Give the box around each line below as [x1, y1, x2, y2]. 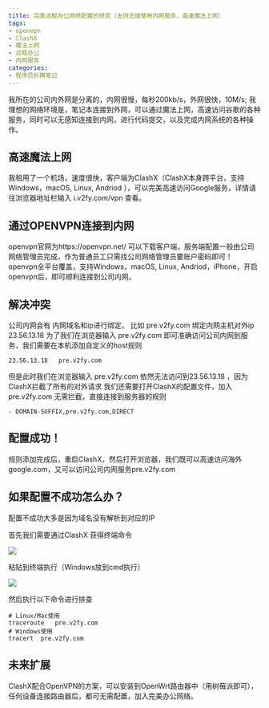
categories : [8, 64, 48, 72]
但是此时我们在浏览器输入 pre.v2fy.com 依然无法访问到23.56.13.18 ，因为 [8, 372, 248, 381]
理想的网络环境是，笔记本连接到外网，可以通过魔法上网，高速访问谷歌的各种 [8, 104, 261, 114]
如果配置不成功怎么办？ [8, 490, 124, 504]
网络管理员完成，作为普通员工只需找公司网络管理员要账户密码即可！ [8, 252, 233, 262]
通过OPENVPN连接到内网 [8, 218, 134, 233]
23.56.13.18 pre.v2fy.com [8, 356, 102, 365]
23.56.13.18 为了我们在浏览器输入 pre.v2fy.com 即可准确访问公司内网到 [8, 331, 242, 340]
